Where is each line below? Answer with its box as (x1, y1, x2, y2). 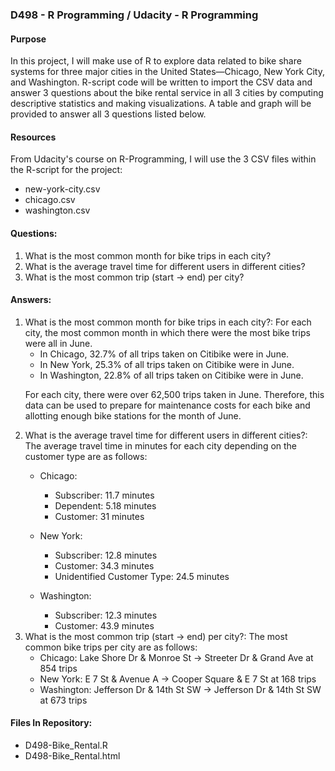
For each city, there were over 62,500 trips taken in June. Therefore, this (24, 388, 325, 400)
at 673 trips (39, 694, 88, 706)
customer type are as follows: (24, 450, 148, 462)
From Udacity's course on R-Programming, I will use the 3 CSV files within (10, 153, 317, 165)
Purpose (10, 33, 47, 45)
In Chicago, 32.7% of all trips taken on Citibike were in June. (39, 348, 290, 360)
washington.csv (24, 204, 91, 217)
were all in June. (24, 337, 93, 349)
